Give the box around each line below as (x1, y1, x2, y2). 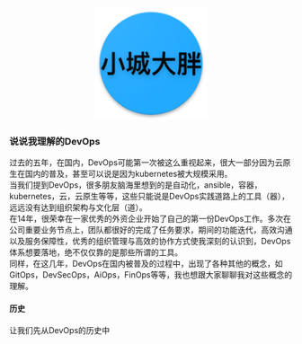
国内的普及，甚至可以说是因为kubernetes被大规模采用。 (24, 169, 233, 180)
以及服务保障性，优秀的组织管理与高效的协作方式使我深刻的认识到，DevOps (9, 236, 291, 247)
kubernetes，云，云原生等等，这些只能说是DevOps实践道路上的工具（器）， (9, 191, 290, 202)
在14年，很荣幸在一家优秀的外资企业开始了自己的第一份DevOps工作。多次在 (9, 214, 292, 225)
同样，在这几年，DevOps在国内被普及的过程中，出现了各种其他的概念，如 (9, 259, 283, 269)
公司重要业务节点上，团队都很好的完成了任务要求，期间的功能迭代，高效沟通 (9, 225, 293, 235)
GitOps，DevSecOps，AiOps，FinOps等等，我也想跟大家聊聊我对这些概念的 (9, 269, 293, 280)
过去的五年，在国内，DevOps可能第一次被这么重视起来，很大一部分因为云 (9, 157, 283, 168)
